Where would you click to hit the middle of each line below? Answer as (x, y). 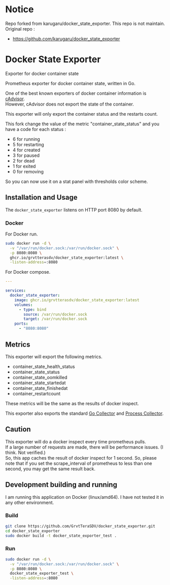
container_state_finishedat (40, 388)
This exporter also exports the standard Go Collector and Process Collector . (84, 413)
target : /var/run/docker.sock (55, 319)
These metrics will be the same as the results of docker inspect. (72, 403)
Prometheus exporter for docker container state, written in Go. (71, 83)
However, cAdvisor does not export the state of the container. (70, 104)
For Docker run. (22, 234)
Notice (20, 9)
